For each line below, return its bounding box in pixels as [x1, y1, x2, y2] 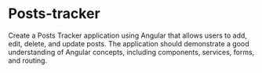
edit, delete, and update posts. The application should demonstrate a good [8, 38, 249, 48]
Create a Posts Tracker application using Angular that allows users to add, [8, 31, 247, 40]
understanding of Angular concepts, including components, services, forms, [8, 47, 255, 57]
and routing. [8, 56, 48, 65]
